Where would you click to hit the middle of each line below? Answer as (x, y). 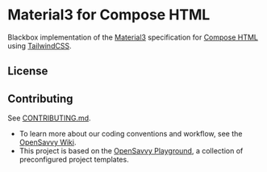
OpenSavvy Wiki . (48, 142)
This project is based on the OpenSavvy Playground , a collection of (131, 151)
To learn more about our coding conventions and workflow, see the (131, 134)
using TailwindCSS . (40, 45)
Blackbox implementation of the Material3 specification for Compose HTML (133, 37)
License (28, 71)
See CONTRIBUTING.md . (49, 118)
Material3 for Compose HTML (109, 15)
